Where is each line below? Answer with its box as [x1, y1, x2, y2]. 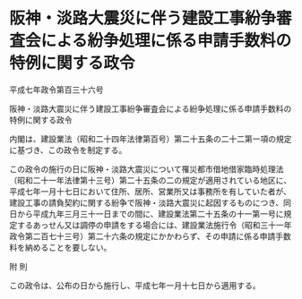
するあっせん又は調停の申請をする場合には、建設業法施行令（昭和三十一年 [16, 219, 292, 230]
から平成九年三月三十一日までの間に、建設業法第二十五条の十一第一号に [16, 208, 284, 219]
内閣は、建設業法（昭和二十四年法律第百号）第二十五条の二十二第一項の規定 [9, 133, 292, 144]
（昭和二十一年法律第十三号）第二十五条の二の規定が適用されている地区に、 [9, 175, 292, 185]
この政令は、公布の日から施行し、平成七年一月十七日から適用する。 [9, 279, 261, 291]
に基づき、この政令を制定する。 [9, 144, 127, 155]
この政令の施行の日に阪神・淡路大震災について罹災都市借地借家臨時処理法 [9, 163, 284, 175]
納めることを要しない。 [24, 242, 112, 252]
